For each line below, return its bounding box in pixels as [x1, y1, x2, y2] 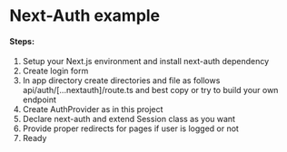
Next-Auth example [9, 5, 161, 26]
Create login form [22, 65, 89, 77]
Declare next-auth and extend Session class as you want [22, 114, 236, 125]
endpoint [22, 94, 57, 105]
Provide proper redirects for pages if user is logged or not [22, 123, 239, 134]
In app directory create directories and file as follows [22, 75, 221, 86]
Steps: [9, 35, 35, 46]
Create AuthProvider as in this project [22, 104, 163, 115]
